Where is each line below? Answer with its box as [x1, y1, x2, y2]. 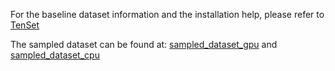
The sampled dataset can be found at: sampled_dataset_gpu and [10, 39, 278, 50]
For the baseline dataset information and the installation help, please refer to [10, 9, 325, 20]
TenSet [10, 19, 40, 31]
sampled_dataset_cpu [10, 49, 100, 61]
